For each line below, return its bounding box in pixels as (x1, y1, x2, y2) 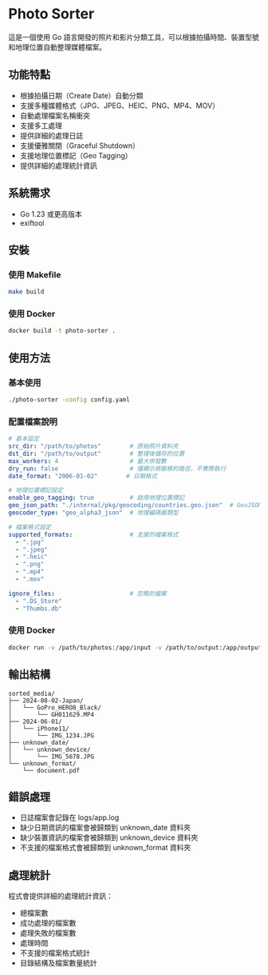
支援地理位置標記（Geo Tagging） (19, 150, 133, 160)
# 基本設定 (8, 435, 40, 443)
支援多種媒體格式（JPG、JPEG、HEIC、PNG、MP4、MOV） (19, 101, 219, 110)
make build (8, 288, 45, 296)
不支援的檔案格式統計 (19, 949, 90, 958)
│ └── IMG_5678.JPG (8, 753, 94, 761)
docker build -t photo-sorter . (8, 327, 116, 335)
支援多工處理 (19, 121, 62, 130)
